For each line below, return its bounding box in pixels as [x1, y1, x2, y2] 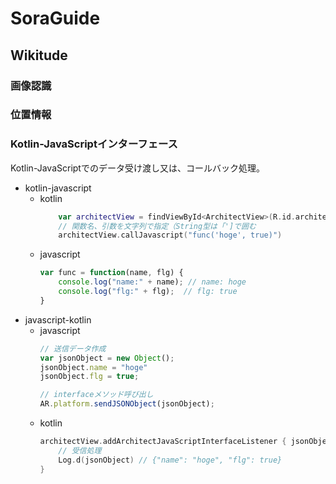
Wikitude [10, 47, 68, 64]
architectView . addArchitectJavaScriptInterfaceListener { [39, 437, 287, 447]
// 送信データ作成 [39, 343, 107, 354]
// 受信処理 [58, 445, 102, 456]
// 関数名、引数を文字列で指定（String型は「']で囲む [58, 221, 257, 231]
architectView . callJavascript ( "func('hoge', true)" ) [58, 230, 283, 241]
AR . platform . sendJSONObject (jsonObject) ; [39, 399, 215, 409]
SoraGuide [10, 7, 101, 30]
